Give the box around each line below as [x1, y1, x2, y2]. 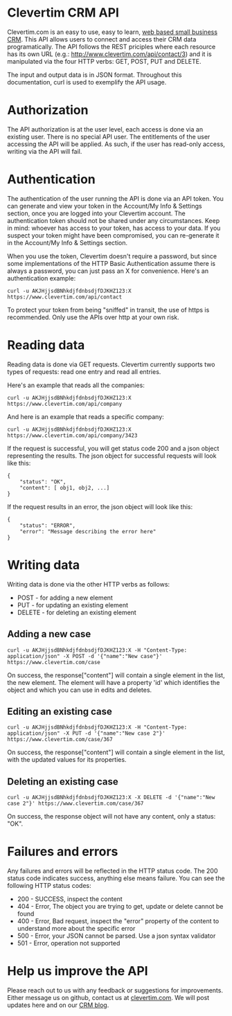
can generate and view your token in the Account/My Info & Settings [7, 202, 202, 210]
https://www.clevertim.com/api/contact [7, 293, 123, 301]
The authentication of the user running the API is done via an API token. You [7, 194, 224, 202]
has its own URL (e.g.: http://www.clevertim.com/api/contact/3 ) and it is [7, 50, 213, 58]
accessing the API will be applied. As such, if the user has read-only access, [7, 140, 225, 148]
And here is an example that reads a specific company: [7, 412, 164, 420]
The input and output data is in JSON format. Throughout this [7, 71, 182, 79]
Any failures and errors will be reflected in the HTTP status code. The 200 [7, 867, 218, 875]
